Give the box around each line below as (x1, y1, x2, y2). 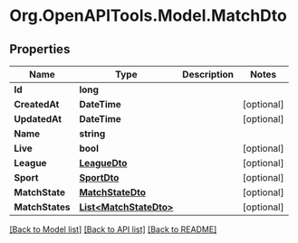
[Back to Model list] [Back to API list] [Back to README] (9, 224, 217, 235)
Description (182, 69, 234, 80)
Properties (9, 42, 71, 57)
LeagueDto (79, 157, 128, 169)
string (79, 127, 106, 140)
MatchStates (14, 201, 71, 213)
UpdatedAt (14, 113, 62, 125)
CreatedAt (14, 98, 60, 110)
